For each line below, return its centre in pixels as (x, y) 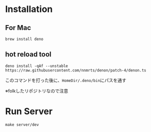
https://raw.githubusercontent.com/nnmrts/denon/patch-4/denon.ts (76, 70)
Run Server (29, 111)
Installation (29, 9)
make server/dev (22, 124)
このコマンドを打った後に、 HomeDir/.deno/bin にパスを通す (66, 80)
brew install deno (24, 39)
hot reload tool (28, 54)
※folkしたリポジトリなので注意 (37, 90)
